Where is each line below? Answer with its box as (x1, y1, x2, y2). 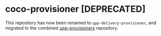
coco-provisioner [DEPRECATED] (5, 3, 146, 15)
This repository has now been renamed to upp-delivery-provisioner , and (5, 20, 156, 26)
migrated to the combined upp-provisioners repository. (5, 25, 118, 31)
